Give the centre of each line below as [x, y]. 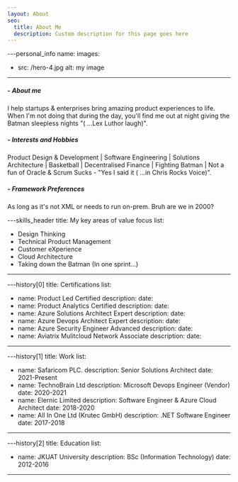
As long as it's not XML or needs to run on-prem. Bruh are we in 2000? [111, 207]
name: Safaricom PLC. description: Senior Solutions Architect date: [115, 370]
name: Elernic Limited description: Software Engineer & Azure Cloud [117, 400]
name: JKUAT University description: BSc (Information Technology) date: [124, 457]
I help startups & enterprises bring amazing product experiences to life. [111, 108]
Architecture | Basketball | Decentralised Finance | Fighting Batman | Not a [116, 165]
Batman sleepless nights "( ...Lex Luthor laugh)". [78, 123]
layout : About [28, 14]
